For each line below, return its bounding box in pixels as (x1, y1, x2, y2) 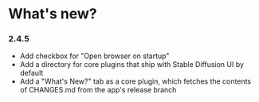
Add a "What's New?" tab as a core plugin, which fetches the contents (19, 76, 252, 86)
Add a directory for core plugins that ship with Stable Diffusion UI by (19, 60, 245, 69)
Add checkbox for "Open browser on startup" (19, 51, 170, 61)
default (19, 69, 44, 78)
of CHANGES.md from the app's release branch (19, 85, 177, 95)
